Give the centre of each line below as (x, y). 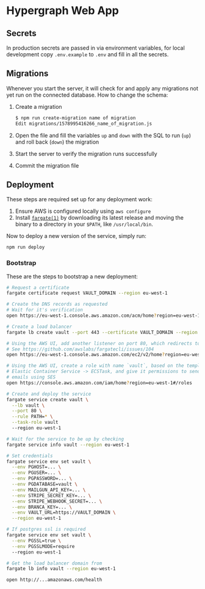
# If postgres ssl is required (46, 530)
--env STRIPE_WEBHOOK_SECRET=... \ (57, 501)
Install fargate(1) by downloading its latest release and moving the (99, 218)
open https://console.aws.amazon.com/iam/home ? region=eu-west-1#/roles (99, 383)
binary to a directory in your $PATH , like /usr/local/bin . (84, 224)
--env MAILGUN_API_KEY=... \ (49, 490)
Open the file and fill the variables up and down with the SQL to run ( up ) (103, 135)
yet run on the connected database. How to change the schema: (87, 95)
